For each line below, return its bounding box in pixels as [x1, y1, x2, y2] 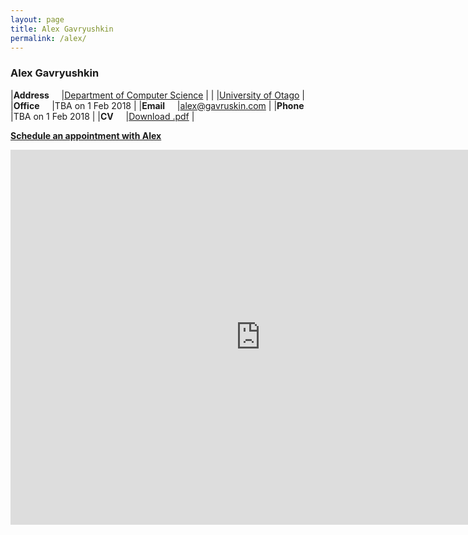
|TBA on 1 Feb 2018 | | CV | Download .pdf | [10, 110, 195, 122]
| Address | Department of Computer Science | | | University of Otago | [10, 89, 305, 101]
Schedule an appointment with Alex [10, 129, 162, 141]
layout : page [10, 14, 65, 25]
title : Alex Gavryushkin [10, 24, 114, 34]
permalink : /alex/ [10, 33, 87, 43]
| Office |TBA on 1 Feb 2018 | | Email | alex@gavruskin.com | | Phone [10, 99, 305, 111]
